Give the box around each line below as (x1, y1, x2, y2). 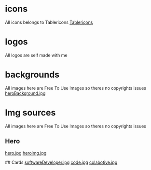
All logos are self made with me (5, 52, 68, 58)
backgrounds (5, 69, 60, 80)
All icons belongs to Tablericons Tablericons (5, 19, 93, 25)
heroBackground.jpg (5, 90, 46, 96)
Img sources (5, 107, 56, 118)
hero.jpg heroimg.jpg (5, 150, 47, 156)
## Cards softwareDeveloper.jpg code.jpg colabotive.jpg (5, 159, 118, 165)
